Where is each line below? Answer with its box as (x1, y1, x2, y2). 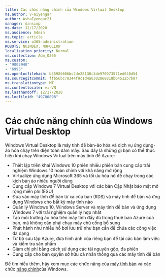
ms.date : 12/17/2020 (5, 26, 48, 31)
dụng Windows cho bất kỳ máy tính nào (12, 199, 93, 205)
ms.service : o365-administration (5, 39, 74, 44)
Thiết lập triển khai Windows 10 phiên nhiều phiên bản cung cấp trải (12, 162, 150, 168)
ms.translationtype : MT (5, 80, 54, 85)
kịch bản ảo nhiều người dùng (12, 178, 73, 184)
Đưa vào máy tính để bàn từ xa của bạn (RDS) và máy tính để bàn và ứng (12, 194, 160, 200)
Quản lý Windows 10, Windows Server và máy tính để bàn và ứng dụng (12, 204, 156, 210)
